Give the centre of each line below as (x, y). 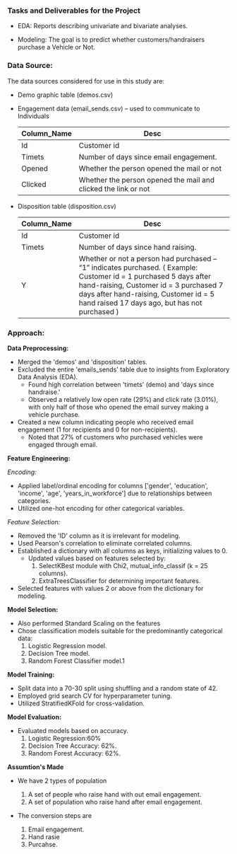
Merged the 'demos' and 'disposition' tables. (83, 362)
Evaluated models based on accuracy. (73, 730)
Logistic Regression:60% (65, 738)
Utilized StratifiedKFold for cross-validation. (81, 703)
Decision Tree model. (59, 653)
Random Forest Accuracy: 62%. (74, 753)
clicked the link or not (114, 188)
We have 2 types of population (62, 780)
